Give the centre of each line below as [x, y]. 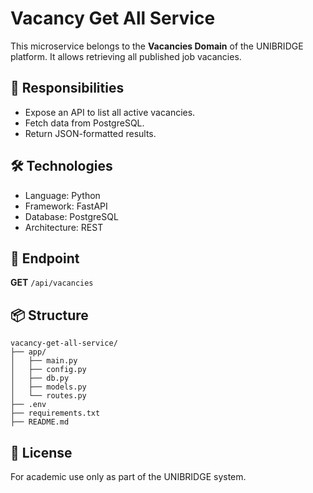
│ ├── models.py [48, 387]
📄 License [41, 452]
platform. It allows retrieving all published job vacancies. [126, 56]
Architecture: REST [64, 227]
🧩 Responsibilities [67, 88]
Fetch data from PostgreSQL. [84, 123]
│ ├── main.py [44, 361]
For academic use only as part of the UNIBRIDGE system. [128, 476]
